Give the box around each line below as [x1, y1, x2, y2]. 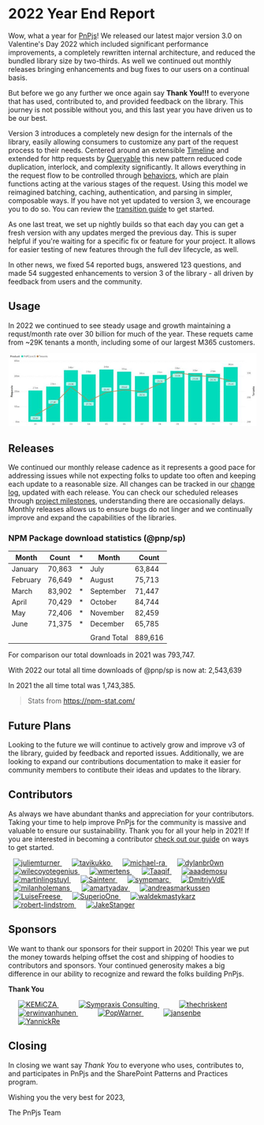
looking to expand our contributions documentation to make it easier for [8, 757, 242, 766]
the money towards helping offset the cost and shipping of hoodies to [8, 952, 235, 961]
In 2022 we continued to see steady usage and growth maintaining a [8, 321, 231, 330]
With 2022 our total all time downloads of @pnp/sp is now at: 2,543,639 [8, 665, 243, 675]
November [90, 608, 125, 618]
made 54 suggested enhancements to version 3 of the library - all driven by [8, 268, 254, 277]
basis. [8, 73, 28, 82]
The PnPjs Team [8, 1108, 61, 1117]
